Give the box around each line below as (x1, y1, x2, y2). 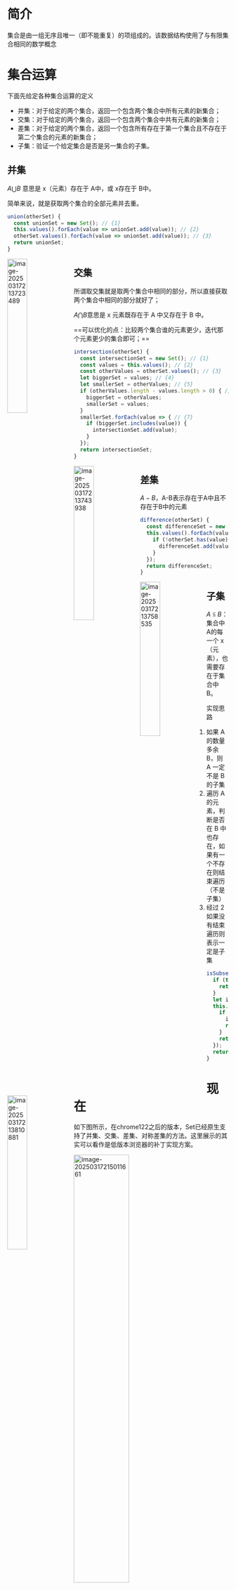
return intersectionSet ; (79, 446, 153, 453)
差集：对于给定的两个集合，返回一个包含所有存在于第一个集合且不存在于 (17, 124, 227, 132)
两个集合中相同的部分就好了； (73, 296, 160, 304)
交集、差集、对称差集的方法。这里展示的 (104, 1131, 222, 1140)
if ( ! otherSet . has (152, 537, 206, 544)
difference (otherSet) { (140, 517, 209, 524)
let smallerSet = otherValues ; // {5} (79, 381, 194, 388)
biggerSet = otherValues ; (86, 394, 162, 401)
